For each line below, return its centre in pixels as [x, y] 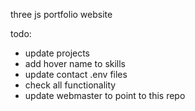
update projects [57, 53]
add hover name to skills [75, 63]
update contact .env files [76, 74]
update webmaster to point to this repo [105, 95]
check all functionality [70, 85]
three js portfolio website [61, 14]
